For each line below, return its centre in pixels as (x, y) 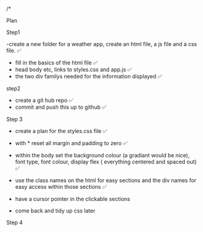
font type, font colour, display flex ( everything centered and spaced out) (106, 162)
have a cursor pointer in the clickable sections (72, 199)
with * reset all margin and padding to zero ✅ (71, 143)
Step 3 (15, 119)
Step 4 (15, 222)
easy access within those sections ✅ (61, 187)
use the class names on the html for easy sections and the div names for (106, 180)
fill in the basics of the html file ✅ (56, 63)
